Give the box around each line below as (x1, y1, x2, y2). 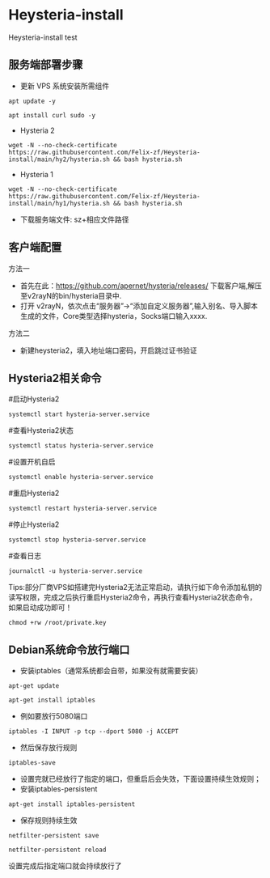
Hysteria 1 (19, 169, 54, 179)
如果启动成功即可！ (8, 603, 73, 613)
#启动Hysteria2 (8, 394, 60, 404)
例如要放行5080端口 (19, 711, 88, 721)
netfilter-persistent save (8, 832, 99, 840)
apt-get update (8, 682, 60, 690)
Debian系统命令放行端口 (8, 643, 130, 656)
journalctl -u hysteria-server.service (8, 567, 143, 575)
